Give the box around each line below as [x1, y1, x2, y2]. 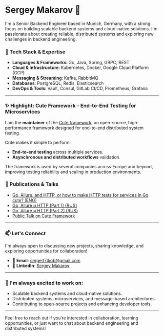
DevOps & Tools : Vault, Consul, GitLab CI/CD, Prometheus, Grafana [12, 86, 148, 91]
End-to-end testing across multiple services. [12, 149, 103, 155]
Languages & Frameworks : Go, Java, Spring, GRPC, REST [12, 60, 130, 66]
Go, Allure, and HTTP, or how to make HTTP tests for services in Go [12, 192, 149, 198]
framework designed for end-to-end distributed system [32, 125, 144, 131]
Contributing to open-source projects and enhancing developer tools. [12, 301, 152, 307]
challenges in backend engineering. [5, 36, 77, 42]
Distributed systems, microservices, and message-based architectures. [12, 296, 156, 302]
